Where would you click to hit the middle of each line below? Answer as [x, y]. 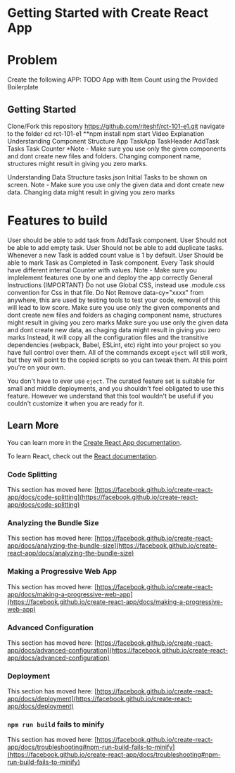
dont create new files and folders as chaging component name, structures [115, 315]
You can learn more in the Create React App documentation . [95, 442]
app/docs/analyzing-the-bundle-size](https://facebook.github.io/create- [113, 546]
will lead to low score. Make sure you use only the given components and [114, 307]
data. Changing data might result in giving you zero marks [91, 192]
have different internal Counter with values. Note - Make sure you [102, 270]
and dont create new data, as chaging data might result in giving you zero [114, 329]
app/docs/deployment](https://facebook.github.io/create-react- [100, 699]
